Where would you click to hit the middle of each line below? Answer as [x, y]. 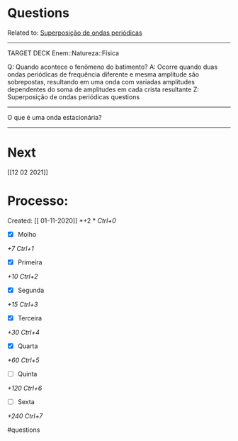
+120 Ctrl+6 [25, 389]
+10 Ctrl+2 [23, 276]
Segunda [31, 290]
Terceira [30, 318]
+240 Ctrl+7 [25, 416]
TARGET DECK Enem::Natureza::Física [63, 53]
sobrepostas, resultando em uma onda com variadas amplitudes [101, 82]
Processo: [38, 201]
